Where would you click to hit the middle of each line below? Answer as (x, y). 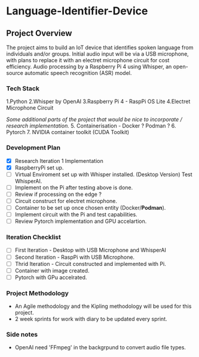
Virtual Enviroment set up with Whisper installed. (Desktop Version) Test (103, 174)
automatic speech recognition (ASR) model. (78, 73)
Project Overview (39, 33)
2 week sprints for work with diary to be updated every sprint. (91, 319)
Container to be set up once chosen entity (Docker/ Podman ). (90, 207)
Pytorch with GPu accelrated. (51, 277)
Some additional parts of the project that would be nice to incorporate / (94, 119)
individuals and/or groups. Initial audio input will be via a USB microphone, (98, 54)
